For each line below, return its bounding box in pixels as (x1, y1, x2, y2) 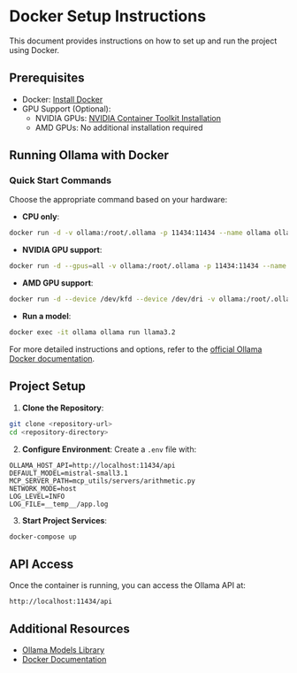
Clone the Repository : (21, 402, 104, 413)
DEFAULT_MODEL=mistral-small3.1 (9, 469, 128, 478)
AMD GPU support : (21, 278, 94, 288)
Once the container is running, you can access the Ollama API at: (9, 580, 246, 591)
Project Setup (9, 379, 87, 394)
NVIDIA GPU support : (21, 245, 103, 256)
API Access (9, 556, 74, 571)
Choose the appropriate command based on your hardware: (9, 195, 228, 205)
